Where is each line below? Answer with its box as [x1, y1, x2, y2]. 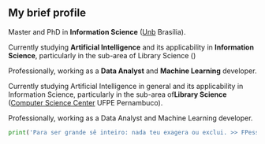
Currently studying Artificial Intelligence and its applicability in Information [8, 42, 255, 52]
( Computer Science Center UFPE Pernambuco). [8, 98, 163, 107]
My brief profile [8, 6, 87, 20]
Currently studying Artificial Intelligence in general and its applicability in [8, 81, 244, 90]
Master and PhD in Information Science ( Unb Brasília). [8, 27, 186, 36]
